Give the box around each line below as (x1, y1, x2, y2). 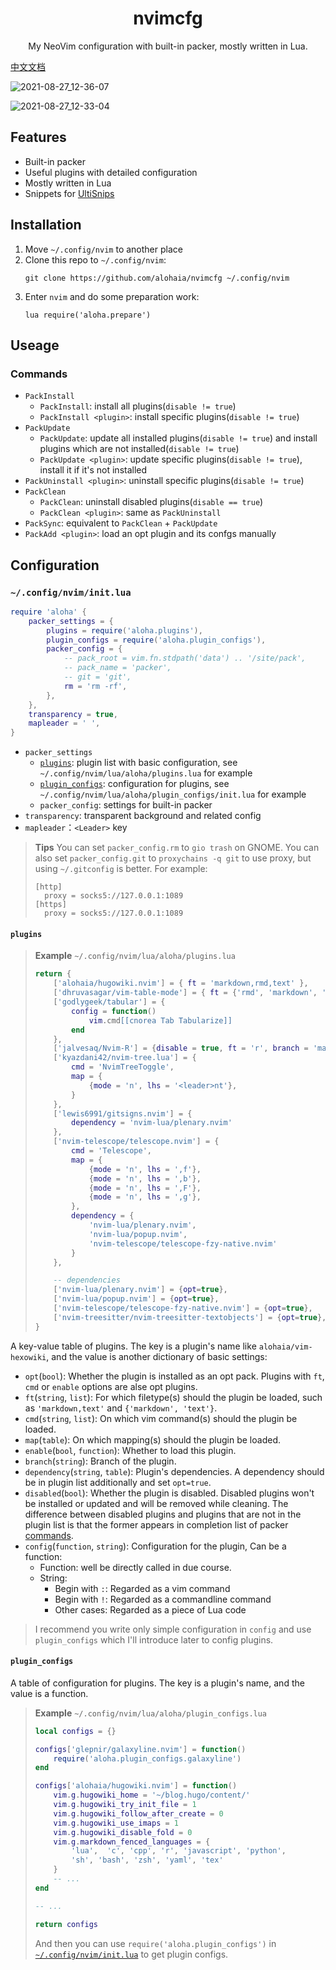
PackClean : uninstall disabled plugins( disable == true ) (39, 496, 264, 508)
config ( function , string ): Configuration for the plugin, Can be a (24, 1540, 287, 1552)
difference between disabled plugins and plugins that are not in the (24, 1508, 302, 1520)
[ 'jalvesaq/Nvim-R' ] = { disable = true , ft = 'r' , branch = (53, 1043, 309, 1054)
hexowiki (10, 1352, 47, 1362)
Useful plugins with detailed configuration (24, 166, 198, 178)
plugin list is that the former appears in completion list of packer (24, 1518, 289, 1531)
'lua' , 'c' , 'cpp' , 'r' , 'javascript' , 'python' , (71, 1846, 287, 1856)
